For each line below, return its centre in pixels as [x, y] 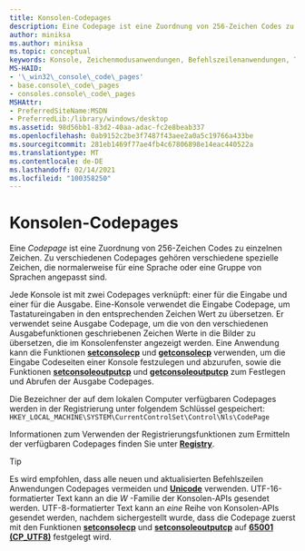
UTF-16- [267, 489]
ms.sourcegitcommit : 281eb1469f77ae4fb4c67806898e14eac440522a [132, 144]
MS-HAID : [26, 69]
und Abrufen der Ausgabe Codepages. [82, 381]
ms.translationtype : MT [54, 153]
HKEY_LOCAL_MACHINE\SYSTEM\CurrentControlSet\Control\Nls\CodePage [140, 418]
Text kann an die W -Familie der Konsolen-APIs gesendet [162, 498]
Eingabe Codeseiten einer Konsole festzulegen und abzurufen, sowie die [145, 362]
